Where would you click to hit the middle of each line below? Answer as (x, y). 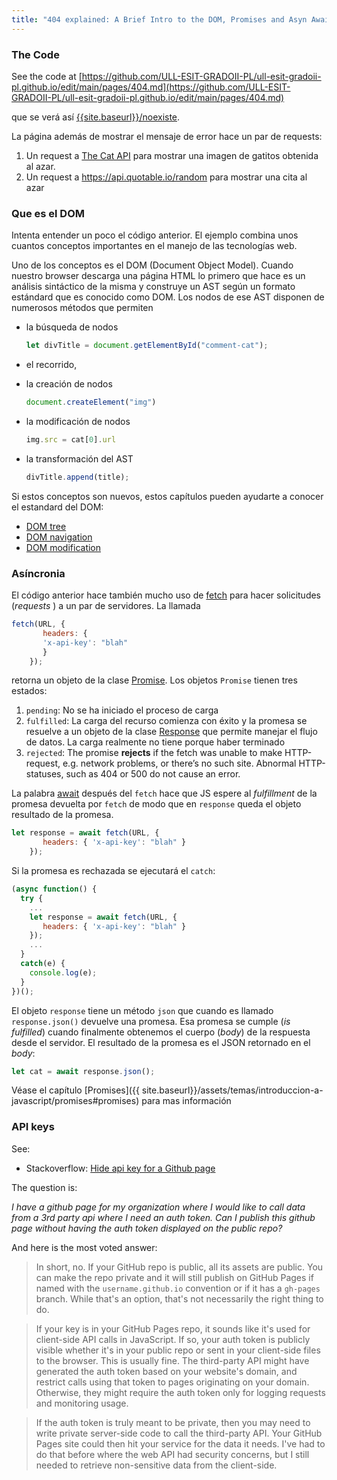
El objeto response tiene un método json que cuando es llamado (142, 1010)
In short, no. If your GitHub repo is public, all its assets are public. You (179, 1267)
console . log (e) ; (63, 972)
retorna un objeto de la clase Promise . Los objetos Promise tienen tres (154, 680)
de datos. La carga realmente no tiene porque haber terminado (155, 742)
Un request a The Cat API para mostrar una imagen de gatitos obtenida (172, 155)
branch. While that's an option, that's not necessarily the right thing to (179, 1298)
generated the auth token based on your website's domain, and (166, 1371)
